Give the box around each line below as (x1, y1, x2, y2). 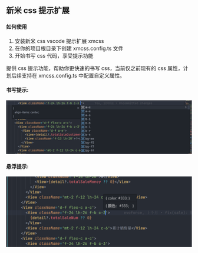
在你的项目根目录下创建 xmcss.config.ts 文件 (14, 45, 124, 52)
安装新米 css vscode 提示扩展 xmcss (14, 37, 104, 44)
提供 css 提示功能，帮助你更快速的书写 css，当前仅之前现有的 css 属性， (6, 64, 184, 72)
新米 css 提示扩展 (6, 5, 70, 16)
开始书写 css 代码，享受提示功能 (14, 52, 94, 59)
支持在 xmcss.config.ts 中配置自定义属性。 (21, 72, 126, 79)
